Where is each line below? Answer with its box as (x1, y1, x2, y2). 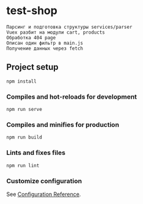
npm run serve (6, 107, 43, 113)
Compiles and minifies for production (6, 120, 119, 129)
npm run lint (6, 162, 40, 168)
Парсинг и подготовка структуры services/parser (6, 24, 133, 30)
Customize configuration (6, 176, 82, 185)
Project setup (6, 62, 59, 72)
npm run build (6, 134, 43, 141)
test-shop (6, 4, 58, 18)
